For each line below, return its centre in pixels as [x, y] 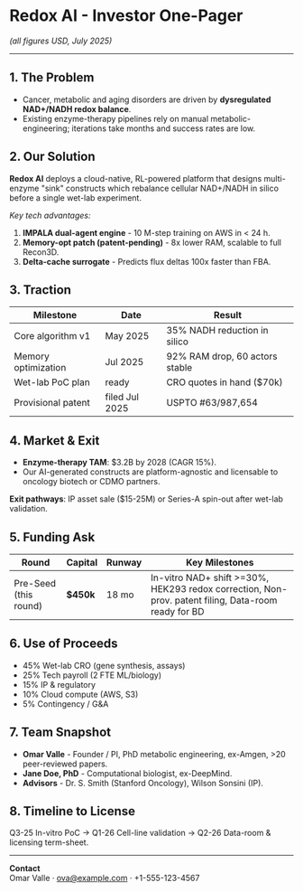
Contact [25, 869]
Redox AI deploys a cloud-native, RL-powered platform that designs [136, 178]
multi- [275, 178]
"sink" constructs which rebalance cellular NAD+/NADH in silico [160, 188]
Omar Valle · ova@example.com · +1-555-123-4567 [105, 878]
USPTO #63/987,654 [212, 403]
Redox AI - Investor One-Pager [126, 16]
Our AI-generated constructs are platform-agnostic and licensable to [150, 472]
